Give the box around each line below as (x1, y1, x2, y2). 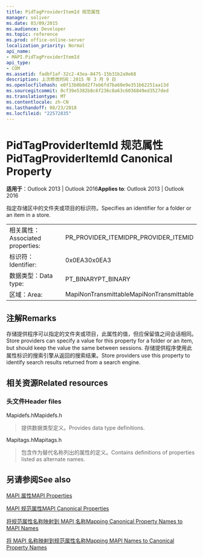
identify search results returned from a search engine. (6, 359, 141, 366)
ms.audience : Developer (6, 25, 66, 32)
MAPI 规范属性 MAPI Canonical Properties (6, 504, 109, 512)
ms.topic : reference (6, 32, 59, 38)
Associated (9, 234, 41, 242)
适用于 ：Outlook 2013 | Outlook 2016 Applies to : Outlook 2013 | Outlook (6, 185, 184, 193)
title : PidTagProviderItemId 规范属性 (6, 8, 101, 15)
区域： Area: (9, 290, 43, 299)
